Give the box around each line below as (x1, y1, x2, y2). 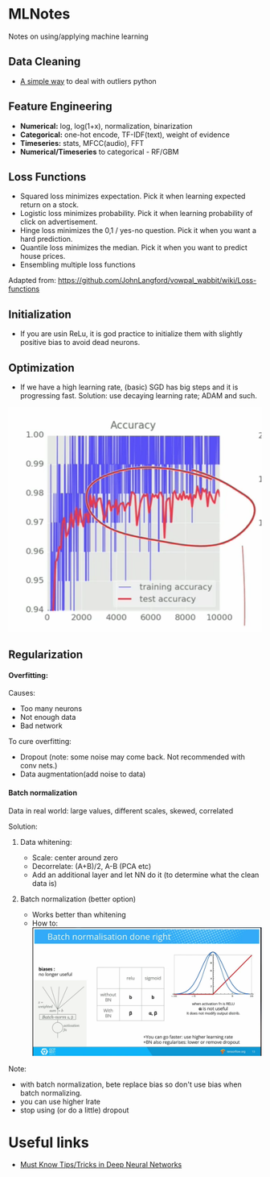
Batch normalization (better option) (19, 894, 137, 904)
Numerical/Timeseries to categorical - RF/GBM (19, 147, 179, 156)
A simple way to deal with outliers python (19, 76, 157, 85)
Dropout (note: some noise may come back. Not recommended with (19, 752, 245, 762)
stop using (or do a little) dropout (19, 1105, 129, 1115)
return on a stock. (19, 200, 79, 210)
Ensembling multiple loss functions (19, 260, 136, 270)
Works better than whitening (31, 909, 126, 919)
